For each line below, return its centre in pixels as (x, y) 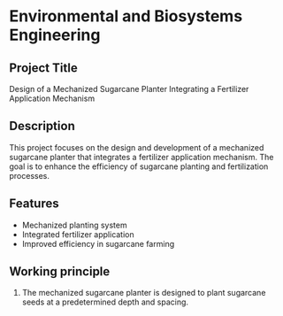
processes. (30, 175)
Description (42, 126)
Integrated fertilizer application (78, 234)
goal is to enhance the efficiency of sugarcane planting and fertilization (139, 166)
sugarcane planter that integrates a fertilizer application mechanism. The (141, 157)
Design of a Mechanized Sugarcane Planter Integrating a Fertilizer (129, 89)
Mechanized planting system (74, 225)
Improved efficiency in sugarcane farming (98, 243)
